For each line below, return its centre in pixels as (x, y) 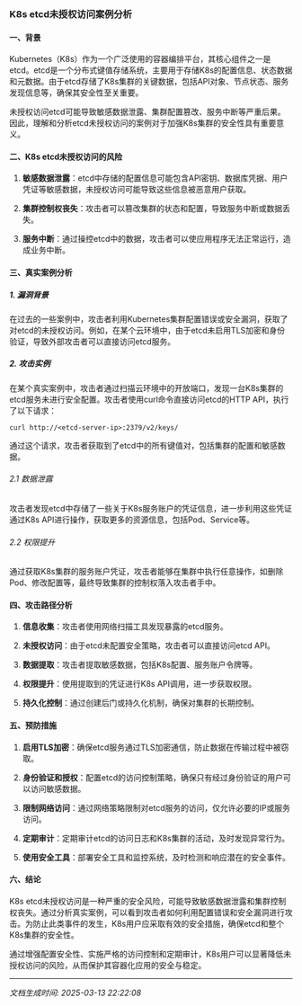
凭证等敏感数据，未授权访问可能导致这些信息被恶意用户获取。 (137, 190)
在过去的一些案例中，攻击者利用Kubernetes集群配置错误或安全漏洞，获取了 (149, 319)
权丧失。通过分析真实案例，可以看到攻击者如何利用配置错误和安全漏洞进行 (147, 912)
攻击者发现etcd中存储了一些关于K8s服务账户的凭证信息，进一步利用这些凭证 (151, 509)
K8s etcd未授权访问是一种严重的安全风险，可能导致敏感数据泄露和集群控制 (148, 901)
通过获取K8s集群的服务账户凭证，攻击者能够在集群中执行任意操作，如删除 (147, 572)
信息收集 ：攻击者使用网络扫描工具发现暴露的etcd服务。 (125, 627)
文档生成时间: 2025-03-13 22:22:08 (75, 993)
